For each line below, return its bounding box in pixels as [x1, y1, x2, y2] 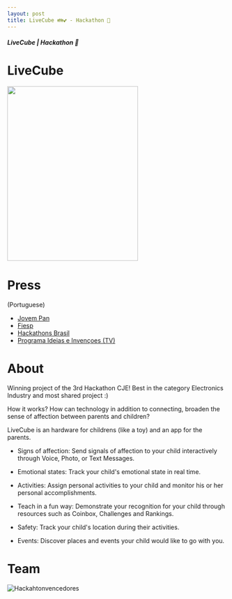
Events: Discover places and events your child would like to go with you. [17, 536, 225, 545]
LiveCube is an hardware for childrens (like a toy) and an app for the [7, 425, 203, 434]
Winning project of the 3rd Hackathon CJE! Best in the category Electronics [7, 383, 224, 392]
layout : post [7, 10, 45, 17]
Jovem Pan [17, 313, 50, 322]
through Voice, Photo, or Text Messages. [17, 454, 134, 462]
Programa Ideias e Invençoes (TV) [17, 336, 116, 344]
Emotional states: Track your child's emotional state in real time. [17, 467, 201, 475]
